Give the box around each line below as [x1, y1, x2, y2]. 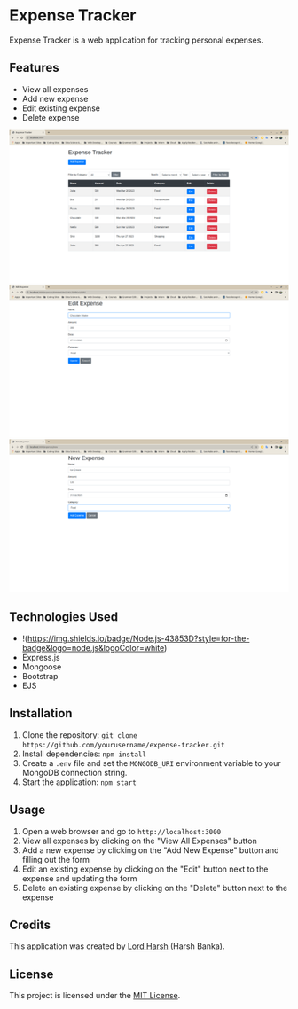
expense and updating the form [21, 872, 137, 883]
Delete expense [21, 112, 80, 122]
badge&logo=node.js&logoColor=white [21, 642, 165, 653]
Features [9, 60, 59, 75]
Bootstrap [21, 670, 59, 681]
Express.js [21, 652, 60, 662]
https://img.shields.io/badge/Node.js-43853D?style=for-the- [27, 633, 250, 644]
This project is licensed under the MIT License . [9, 990, 181, 1001]
